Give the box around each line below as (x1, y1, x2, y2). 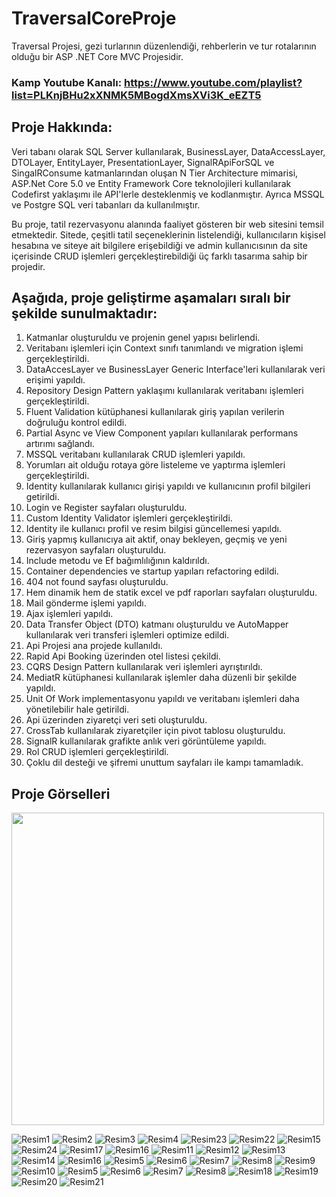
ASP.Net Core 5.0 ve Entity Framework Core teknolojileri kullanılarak (11, 177, 292, 189)
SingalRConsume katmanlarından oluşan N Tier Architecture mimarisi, (11, 167, 299, 179)
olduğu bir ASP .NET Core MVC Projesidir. (11, 50, 184, 62)
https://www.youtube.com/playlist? (124, 75, 303, 89)
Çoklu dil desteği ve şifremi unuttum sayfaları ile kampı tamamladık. (25, 757, 304, 769)
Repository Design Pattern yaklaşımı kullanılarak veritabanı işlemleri (25, 385, 304, 397)
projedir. (11, 260, 46, 272)
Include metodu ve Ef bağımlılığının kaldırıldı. (25, 555, 210, 567)
